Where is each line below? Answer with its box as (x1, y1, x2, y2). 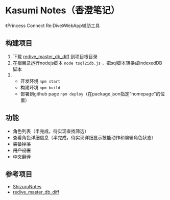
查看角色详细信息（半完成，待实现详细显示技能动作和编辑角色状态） (12, 134, 156, 140)
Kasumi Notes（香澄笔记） (5, 5, 120, 16)
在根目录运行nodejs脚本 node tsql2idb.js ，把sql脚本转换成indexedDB (12, 60, 162, 66)
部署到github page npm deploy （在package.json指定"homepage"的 (20, 90, 161, 97)
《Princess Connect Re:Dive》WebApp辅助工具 (5, 22, 100, 29)
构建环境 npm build (20, 84, 60, 90)
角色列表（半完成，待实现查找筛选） (12, 128, 89, 134)
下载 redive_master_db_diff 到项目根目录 (12, 53, 98, 59)
